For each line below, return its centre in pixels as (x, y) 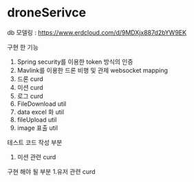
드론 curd (30, 79)
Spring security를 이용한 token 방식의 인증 (75, 61)
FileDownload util (42, 104)
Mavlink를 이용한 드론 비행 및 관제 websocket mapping (93, 70)
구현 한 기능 (23, 47)
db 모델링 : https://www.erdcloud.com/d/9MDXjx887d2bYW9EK (97, 32)
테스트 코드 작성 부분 (35, 142)
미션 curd (30, 87)
